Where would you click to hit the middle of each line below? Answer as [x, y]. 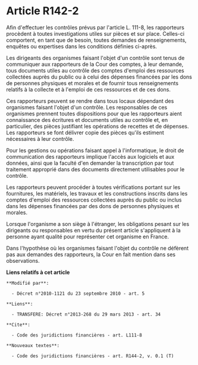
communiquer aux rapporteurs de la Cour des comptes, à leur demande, [95, 64]
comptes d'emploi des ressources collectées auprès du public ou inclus [94, 200]
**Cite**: [18, 325]
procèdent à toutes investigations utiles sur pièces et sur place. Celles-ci [95, 33]
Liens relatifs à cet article [38, 272]
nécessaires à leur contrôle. [40, 139]
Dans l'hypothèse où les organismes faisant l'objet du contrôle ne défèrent [98, 248]
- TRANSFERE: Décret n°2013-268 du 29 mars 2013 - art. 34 [86, 314]
